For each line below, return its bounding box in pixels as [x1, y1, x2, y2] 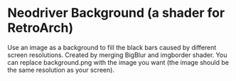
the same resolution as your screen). [7, 66, 115, 74]
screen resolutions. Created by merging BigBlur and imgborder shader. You [7, 51, 227, 59]
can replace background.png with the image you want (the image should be [7, 58, 230, 66]
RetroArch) [7, 20, 74, 36]
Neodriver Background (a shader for [7, 5, 225, 21]
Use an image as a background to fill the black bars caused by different [7, 43, 217, 51]
